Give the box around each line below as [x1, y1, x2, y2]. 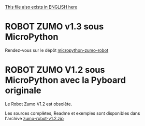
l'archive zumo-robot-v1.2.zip [5, 115, 64, 121]
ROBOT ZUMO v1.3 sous [5, 21, 104, 32]
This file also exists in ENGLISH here [5, 4, 77, 10]
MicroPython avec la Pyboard [5, 75, 126, 86]
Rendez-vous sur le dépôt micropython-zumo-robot [5, 47, 109, 53]
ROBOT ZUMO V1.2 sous [5, 64, 105, 76]
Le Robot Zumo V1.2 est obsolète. [5, 101, 72, 107]
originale [5, 85, 42, 96]
